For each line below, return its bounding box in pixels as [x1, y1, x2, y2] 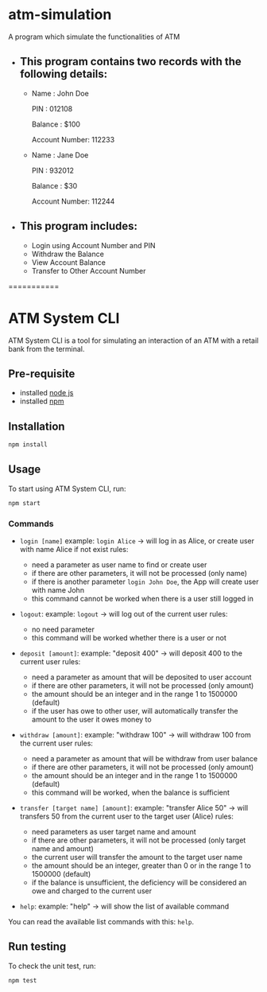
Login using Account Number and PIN [31, 240, 156, 250]
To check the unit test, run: [8, 961, 97, 971]
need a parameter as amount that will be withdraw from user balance [31, 753, 258, 763]
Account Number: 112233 [31, 134, 115, 144]
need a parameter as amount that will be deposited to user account [31, 672, 252, 682]
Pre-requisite [8, 367, 75, 380]
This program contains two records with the [19, 55, 242, 68]
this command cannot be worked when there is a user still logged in [31, 593, 254, 603]
